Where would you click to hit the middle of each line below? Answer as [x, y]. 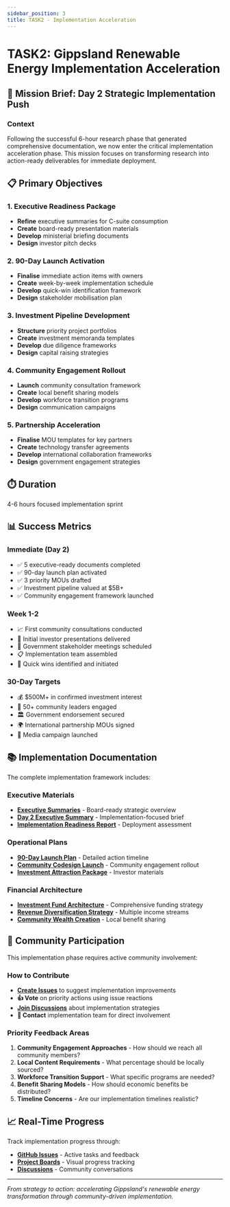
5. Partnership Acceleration [54, 425]
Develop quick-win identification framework [79, 291]
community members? [49, 1055]
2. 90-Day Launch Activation [56, 260]
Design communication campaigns [66, 407]
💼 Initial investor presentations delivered [74, 639]
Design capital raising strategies [63, 352]
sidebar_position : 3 [37, 13]
